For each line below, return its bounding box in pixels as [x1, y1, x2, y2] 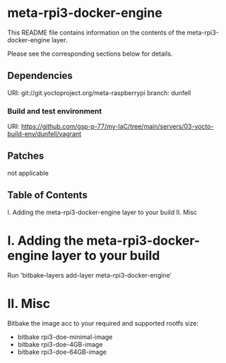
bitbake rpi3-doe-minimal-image [17, 333, 113, 341]
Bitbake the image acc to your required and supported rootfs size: [7, 319, 199, 327]
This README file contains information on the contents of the [7, 28, 186, 37]
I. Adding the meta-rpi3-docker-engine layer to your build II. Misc [7, 208, 198, 216]
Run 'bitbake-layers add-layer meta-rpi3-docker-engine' [7, 271, 172, 279]
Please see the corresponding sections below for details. [7, 49, 173, 58]
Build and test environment [7, 106, 102, 116]
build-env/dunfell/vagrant [7, 130, 82, 138]
